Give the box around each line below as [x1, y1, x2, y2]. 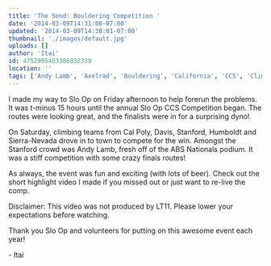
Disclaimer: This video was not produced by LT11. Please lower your [8, 201, 234, 211]
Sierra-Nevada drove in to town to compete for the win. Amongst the [8, 135, 236, 146]
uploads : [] [8, 42, 48, 50]
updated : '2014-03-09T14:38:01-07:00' [8, 27, 139, 35]
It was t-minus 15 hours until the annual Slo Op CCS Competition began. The [8, 103, 262, 112]
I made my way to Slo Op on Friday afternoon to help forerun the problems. [8, 94, 258, 103]
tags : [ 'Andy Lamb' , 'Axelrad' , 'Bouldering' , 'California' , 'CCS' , [8, 72, 244, 80]
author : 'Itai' [8, 49, 60, 57]
